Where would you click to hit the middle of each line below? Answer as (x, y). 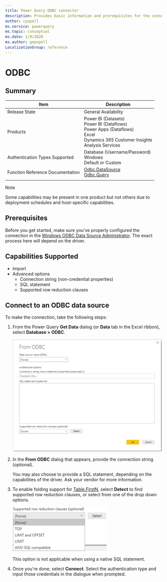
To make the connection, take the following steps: (56, 317)
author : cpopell (22, 21)
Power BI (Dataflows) (106, 124)
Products (17, 132)
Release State (21, 112)
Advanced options (31, 274)
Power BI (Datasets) (104, 118)
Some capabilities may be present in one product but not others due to (78, 197)
